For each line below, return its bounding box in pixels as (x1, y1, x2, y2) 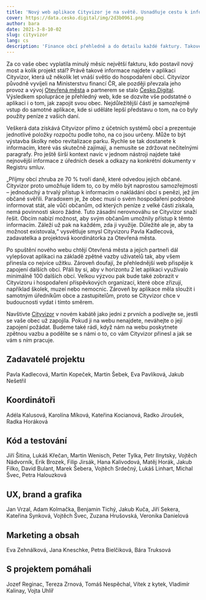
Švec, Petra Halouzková (6, 472, 67, 479)
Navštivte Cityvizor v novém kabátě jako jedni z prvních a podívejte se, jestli (6, 310, 199, 317)
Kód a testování (6, 435, 67, 446)
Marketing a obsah (6, 530, 80, 540)
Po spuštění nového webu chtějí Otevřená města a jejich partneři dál (6, 246, 178, 253)
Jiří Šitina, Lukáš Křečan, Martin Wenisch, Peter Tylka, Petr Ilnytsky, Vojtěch (6, 452, 197, 459)
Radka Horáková (6, 417, 48, 425)
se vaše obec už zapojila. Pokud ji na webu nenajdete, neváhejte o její (6, 317, 183, 324)
